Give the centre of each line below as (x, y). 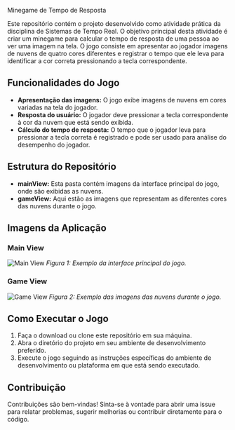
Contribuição (37, 388)
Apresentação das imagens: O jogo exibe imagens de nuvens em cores (122, 100)
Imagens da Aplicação (57, 228)
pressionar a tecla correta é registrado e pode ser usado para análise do (122, 137)
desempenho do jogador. (54, 145)
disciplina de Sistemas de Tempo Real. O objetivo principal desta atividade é (117, 31)
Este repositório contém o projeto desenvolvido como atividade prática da (114, 23)
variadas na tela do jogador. (58, 107)
